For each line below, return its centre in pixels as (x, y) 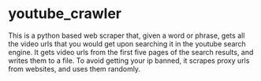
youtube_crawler (65, 14)
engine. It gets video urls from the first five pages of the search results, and (131, 52)
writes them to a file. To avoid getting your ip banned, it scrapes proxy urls (129, 61)
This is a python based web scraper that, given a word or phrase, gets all (127, 35)
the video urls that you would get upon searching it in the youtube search (127, 43)
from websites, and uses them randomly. (74, 68)
